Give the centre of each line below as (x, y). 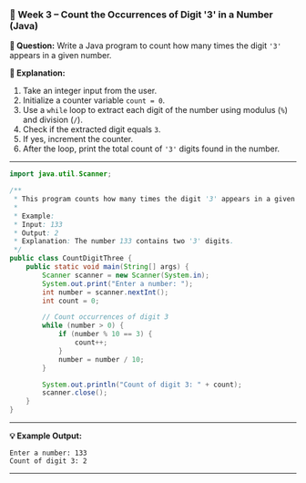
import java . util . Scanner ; (61, 174)
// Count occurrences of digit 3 (106, 317)
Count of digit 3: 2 (49, 461)
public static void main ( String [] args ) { (107, 267)
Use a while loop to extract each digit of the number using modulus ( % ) (155, 110)
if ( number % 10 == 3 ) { (105, 334)
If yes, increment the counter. (78, 139)
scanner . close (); (75, 393)
